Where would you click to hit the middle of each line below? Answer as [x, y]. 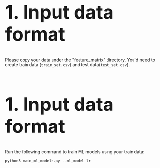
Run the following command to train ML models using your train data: [75, 152]
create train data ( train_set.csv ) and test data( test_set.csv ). [67, 65]
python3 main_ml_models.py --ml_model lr [48, 161]
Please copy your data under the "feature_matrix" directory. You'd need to [80, 60]
